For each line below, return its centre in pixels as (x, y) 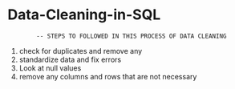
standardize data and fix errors (70, 59)
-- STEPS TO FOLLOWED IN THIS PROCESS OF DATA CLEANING (132, 36)
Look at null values (50, 68)
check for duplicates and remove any (81, 51)
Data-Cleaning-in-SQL (84, 15)
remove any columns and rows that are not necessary (108, 76)
